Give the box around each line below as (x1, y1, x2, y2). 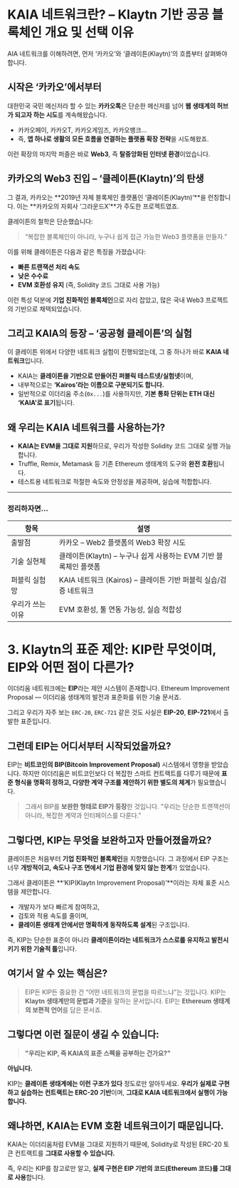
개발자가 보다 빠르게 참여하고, (17, 902, 100, 911)
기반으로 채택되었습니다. (14, 304, 82, 313)
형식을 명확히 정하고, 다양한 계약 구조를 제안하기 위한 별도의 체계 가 (14, 778, 196, 787)
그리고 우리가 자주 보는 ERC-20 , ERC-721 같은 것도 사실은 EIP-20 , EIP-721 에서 (7, 708, 222, 717)
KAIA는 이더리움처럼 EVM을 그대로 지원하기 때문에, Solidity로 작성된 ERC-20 (7, 1140, 222, 1149)
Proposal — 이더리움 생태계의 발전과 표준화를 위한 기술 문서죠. (7, 693, 181, 702)
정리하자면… (7, 504, 48, 514)
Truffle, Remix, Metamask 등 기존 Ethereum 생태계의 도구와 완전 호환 (17, 460, 213, 468)
